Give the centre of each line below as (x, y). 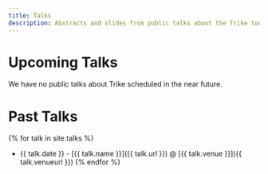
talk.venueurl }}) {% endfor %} (70, 162)
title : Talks (30, 15)
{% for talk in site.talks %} (51, 138)
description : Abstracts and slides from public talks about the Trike (128, 23)
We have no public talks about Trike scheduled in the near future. (116, 84)
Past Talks (43, 116)
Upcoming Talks (63, 62)
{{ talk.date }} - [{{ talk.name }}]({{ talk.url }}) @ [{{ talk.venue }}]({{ (130, 154)
